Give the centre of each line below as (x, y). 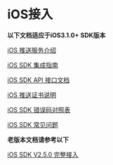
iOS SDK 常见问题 (33, 124)
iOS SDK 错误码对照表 (39, 110)
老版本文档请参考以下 (38, 139)
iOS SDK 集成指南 (33, 65)
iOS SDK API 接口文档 (39, 80)
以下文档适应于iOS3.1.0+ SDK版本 (56, 35)
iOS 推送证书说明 (32, 95)
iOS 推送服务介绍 (32, 50)
